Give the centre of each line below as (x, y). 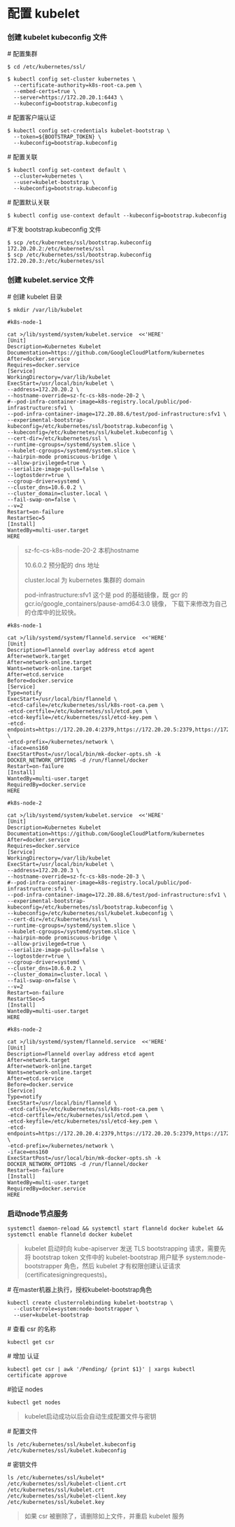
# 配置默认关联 (29, 202)
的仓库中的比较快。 (52, 612)
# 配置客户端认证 (31, 118)
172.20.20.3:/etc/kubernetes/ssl (56, 261)
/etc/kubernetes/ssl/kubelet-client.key (67, 1496)
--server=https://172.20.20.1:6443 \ (69, 98)
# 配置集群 (22, 54)
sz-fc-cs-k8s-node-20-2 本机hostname (81, 550)
